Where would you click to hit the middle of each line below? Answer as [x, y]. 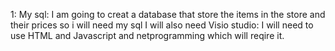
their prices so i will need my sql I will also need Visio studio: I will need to [162, 25]
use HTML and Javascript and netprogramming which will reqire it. [147, 35]
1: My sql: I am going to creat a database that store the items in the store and [168, 14]
